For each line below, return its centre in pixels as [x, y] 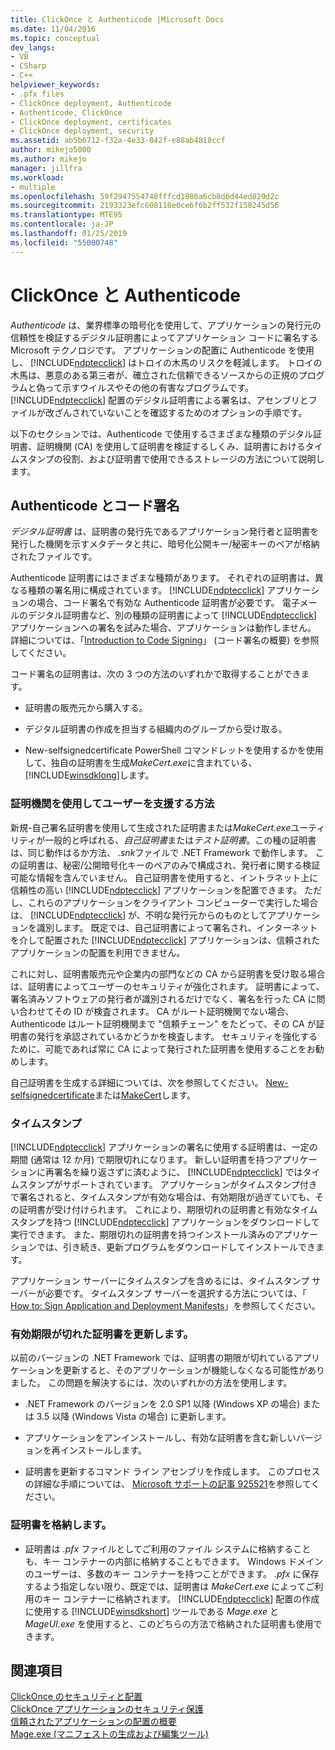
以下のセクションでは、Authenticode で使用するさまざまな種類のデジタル [161, 433]
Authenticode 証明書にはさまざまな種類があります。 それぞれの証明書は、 [162, 578]
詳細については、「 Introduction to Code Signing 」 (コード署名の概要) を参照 [165, 640]
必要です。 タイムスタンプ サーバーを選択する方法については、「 [175, 1293]
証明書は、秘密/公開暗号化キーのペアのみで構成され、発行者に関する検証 [169, 865]
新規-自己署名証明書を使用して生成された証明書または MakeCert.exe [151, 827]
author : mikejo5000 [51, 150]
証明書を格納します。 [61, 1525]
